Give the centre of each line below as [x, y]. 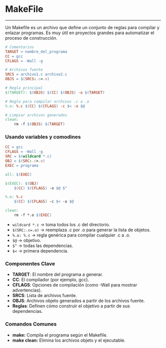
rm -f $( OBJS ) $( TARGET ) [40, 124]
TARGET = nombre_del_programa [36, 51]
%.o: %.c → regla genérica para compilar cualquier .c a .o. [71, 235]
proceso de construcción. [31, 38]
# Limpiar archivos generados [36, 115]
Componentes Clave [30, 263]
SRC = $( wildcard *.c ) [28, 156]
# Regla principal [24, 88]
